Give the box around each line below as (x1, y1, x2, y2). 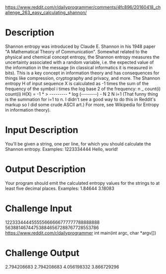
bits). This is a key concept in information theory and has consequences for (5, 70, 160, 76)
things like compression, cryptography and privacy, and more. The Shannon (5, 75, 160, 81)
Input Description (5, 125, 78, 136)
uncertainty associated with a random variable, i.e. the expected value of (5, 59, 154, 65)
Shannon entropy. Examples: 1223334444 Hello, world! (5, 146, 118, 152)
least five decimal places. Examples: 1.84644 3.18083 (5, 185, 114, 191)
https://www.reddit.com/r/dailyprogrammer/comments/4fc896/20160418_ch (5, 4, 161, 10)
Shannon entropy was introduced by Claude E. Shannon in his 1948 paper (5, 43, 156, 49)
